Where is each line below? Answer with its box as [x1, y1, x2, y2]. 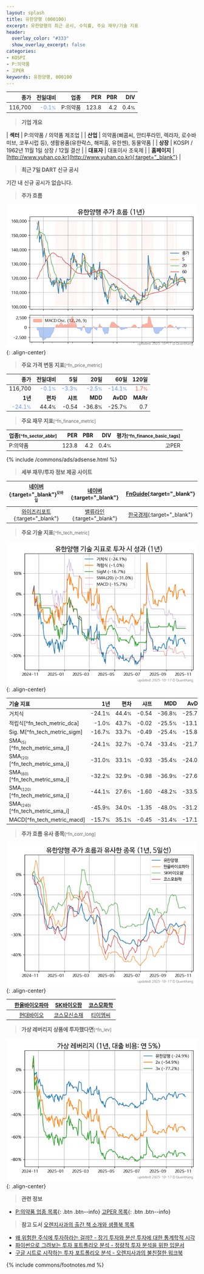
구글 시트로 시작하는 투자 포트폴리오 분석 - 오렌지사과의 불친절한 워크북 [15, 1249, 183, 1256]
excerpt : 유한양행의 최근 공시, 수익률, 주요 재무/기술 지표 [6, 22, 138, 29]
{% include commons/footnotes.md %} [6, 1261, 104, 1269]
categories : [6, 49, 36, 55]
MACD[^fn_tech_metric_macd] [8, 816, 86, 823]
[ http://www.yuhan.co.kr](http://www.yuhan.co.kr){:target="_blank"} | [6, 153, 181, 160]
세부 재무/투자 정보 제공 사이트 [21, 468, 92, 475]
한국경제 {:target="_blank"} [128, 511, 193, 518]
